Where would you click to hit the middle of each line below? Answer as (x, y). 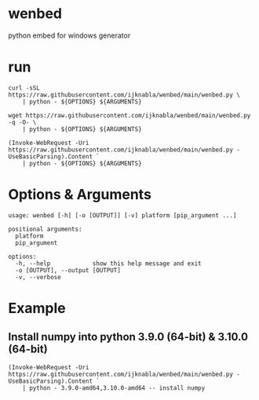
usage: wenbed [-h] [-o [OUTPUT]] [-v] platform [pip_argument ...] (122, 215)
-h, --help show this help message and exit (108, 264)
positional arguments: (45, 229)
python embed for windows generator (69, 35)
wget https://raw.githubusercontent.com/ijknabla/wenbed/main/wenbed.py (129, 115)
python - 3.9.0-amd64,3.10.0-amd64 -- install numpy (117, 388)
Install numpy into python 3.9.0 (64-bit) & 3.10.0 (128, 337)
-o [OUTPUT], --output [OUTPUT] (68, 270)
